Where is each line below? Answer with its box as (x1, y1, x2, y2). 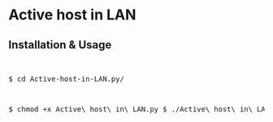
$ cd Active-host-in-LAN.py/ (8, 74, 124, 83)
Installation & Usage (8, 38, 112, 52)
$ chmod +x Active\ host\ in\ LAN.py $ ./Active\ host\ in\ (8, 105, 253, 114)
